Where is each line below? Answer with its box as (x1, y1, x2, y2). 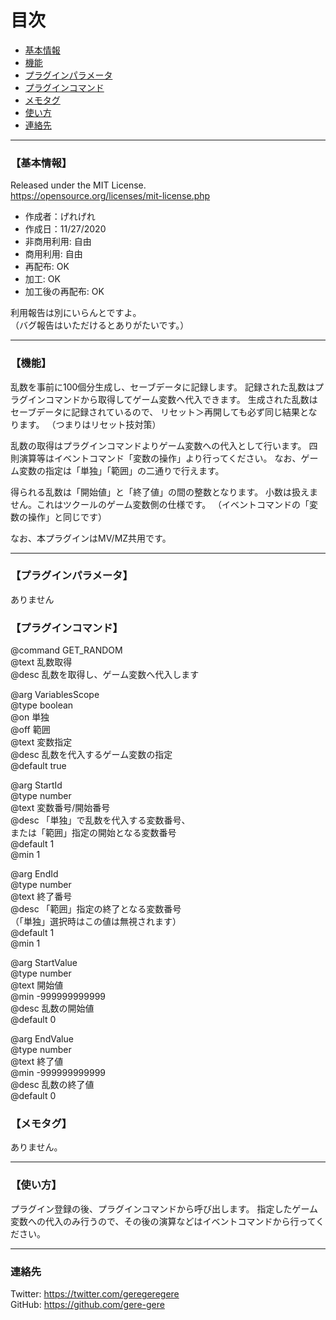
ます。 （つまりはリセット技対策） (18, 418, 162, 430)
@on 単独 (10, 711, 50, 723)
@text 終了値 (10, 1056, 64, 1068)
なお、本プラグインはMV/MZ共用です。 (10, 532, 172, 544)
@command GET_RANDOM (10, 644, 123, 656)
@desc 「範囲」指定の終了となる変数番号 (10, 903, 182, 915)
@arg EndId (10, 868, 59, 880)
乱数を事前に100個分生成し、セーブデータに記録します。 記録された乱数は (10, 381, 316, 393)
